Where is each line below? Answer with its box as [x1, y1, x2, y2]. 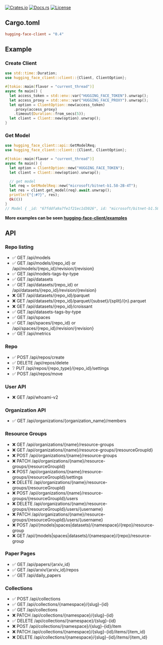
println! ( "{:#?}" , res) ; [9, 193, 60, 198]
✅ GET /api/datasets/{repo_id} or [12, 282, 79, 288]
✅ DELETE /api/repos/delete [12, 360, 69, 365]
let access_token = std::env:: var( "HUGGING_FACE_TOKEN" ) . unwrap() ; [9, 93, 149, 98]
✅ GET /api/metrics [12, 331, 51, 337]
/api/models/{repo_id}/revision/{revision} [12, 266, 95, 272]
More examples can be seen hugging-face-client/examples [5, 215, 128, 221]
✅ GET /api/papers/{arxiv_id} [12, 561, 70, 567]
